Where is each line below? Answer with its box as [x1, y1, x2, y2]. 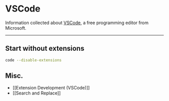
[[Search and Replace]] [12, 90, 61, 96]
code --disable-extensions [5, 57, 62, 63]
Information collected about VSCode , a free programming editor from [5, 20, 149, 26]
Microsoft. [5, 25, 27, 31]
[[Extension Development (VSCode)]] [12, 85, 90, 91]
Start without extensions [5, 44, 84, 53]
